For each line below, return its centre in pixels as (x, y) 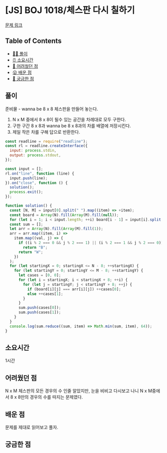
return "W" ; (31, 252)
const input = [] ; (24, 169)
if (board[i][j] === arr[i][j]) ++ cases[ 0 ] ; (74, 289)
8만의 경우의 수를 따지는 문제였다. (50, 397)
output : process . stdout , (35, 155)
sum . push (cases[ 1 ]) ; (40, 312)
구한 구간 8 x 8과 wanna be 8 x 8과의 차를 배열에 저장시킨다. (72, 126)
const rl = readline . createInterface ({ (46, 146)
